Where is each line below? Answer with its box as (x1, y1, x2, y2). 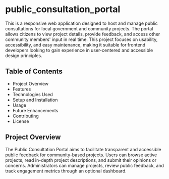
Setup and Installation (12, 97, 58, 103)
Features (12, 86, 31, 92)
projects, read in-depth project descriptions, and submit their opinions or (5, 157, 157, 163)
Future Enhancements (12, 107, 59, 113)
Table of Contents (5, 67, 63, 76)
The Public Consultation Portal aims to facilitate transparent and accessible (5, 146, 161, 152)
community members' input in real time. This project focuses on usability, (5, 36, 158, 42)
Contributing (12, 113, 39, 119)
